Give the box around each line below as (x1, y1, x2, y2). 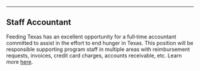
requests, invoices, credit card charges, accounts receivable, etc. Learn (6, 51, 182, 59)
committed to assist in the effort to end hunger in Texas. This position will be (6, 39, 193, 46)
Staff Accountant (6, 17, 71, 27)
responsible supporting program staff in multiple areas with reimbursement (6, 46, 190, 53)
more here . (6, 58, 33, 65)
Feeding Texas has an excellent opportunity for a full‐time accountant (6, 33, 177, 40)
